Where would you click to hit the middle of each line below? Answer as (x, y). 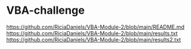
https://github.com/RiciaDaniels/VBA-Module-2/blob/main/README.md (95, 27)
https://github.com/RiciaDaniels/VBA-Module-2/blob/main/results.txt (92, 33)
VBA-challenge (45, 10)
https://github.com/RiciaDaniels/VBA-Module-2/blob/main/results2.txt (94, 39)
